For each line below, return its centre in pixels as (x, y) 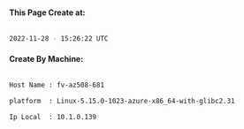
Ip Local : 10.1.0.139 (53, 118)
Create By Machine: (46, 58)
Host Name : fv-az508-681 (57, 85)
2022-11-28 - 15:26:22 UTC (59, 39)
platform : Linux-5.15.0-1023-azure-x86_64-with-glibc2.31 (122, 102)
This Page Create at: (47, 12)
